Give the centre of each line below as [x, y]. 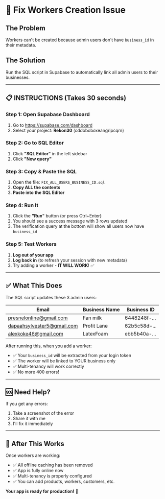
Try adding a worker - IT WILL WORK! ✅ [53, 265]
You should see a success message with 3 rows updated [70, 221]
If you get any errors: [27, 404]
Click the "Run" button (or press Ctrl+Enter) [57, 216]
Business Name [101, 309]
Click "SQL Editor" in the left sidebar [50, 153]
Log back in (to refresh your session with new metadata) [70, 260]
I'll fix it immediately [33, 424]
